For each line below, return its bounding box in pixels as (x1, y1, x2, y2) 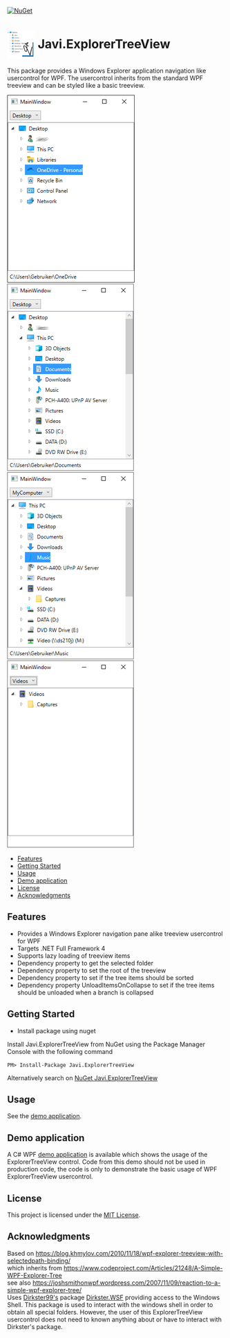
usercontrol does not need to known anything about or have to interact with (7, 1315, 222, 1323)
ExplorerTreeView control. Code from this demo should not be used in (7, 1158, 206, 1166)
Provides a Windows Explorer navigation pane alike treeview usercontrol (17, 930, 223, 938)
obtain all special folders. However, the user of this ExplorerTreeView (7, 1308, 203, 1316)
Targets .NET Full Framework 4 (17, 944, 106, 952)
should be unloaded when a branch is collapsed (17, 988, 154, 997)
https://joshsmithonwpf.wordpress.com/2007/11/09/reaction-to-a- (32, 1279, 221, 1287)
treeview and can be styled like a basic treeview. (7, 81, 145, 89)
